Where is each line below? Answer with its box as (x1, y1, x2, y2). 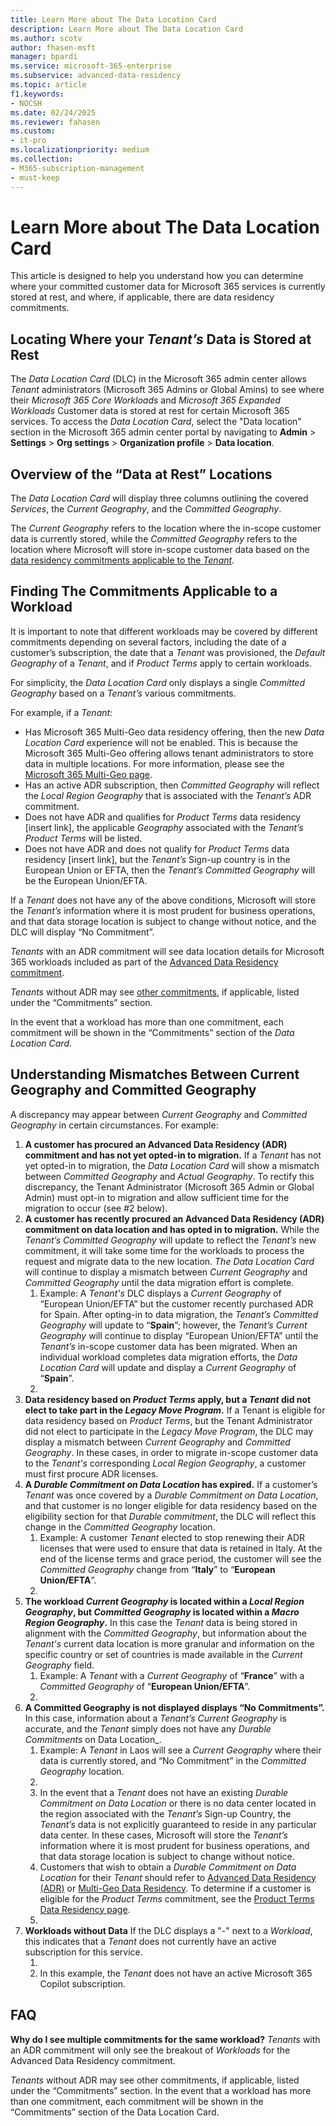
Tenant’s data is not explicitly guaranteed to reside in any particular (39, 1818, 317, 1830)
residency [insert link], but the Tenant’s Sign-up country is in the (24, 853, 291, 865)
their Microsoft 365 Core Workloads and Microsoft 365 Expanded (10, 394, 281, 406)
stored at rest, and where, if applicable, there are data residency (10, 291, 275, 303)
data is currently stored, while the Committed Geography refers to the (10, 533, 298, 545)
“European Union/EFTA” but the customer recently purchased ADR (39, 1297, 314, 1310)
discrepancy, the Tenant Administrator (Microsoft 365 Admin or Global (24, 1181, 315, 1193)
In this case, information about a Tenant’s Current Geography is (24, 1712, 287, 1724)
